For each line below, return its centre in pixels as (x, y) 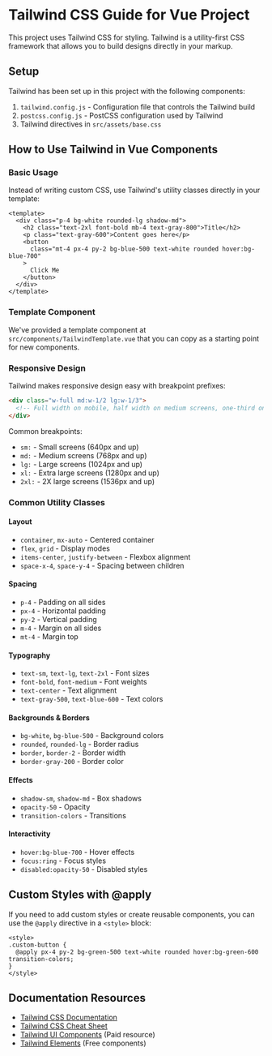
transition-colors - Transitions (73, 815)
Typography (30, 655)
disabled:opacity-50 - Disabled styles (84, 869)
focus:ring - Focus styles (63, 861)
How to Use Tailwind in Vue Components (113, 150)
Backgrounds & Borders (49, 717)
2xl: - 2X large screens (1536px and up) (87, 481)
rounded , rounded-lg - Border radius (79, 745)
